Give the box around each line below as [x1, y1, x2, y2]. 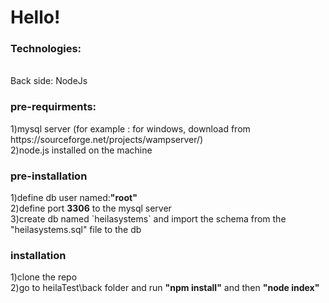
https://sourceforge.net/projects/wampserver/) [10, 133, 204, 145]
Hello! [10, 6, 61, 29]
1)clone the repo [10, 271, 78, 283]
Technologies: [10, 42, 82, 56]
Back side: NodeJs [10, 75, 88, 87]
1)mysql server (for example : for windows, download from [10, 122, 251, 135]
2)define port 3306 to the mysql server [10, 202, 172, 215]
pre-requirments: [10, 100, 97, 114]
